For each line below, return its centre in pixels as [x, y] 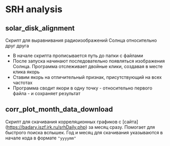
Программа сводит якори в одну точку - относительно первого [82, 88]
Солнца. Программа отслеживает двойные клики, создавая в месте [88, 66]
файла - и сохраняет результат [47, 93]
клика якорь [26, 72]
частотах [23, 83]
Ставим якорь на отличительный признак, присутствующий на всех [87, 77]
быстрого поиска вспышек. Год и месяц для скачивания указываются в [84, 132]
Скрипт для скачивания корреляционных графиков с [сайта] [72, 122]
